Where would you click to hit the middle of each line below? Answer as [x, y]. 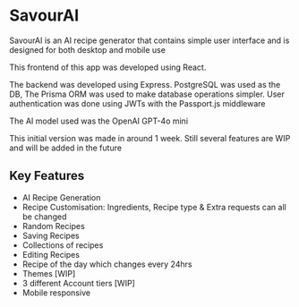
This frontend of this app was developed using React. [108, 67]
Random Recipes [53, 226]
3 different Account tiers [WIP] [79, 283]
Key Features [47, 176]
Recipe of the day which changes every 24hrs [107, 264]
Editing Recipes [51, 254]
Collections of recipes [63, 245]
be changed [44, 217]
